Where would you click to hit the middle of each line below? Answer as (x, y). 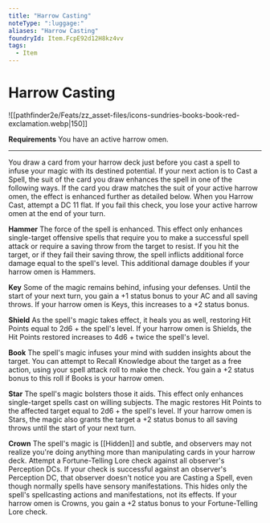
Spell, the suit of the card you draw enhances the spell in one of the (121, 179)
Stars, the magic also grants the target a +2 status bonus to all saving (123, 419)
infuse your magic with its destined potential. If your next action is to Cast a (133, 170)
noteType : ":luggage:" (46, 23)
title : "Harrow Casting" (50, 16)
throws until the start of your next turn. (72, 427)
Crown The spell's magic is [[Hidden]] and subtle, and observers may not (130, 443)
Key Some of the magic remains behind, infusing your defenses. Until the (129, 287)
